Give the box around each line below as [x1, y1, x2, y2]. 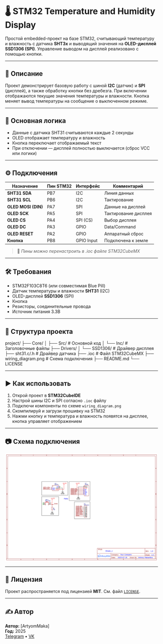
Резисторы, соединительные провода [12, 304, 91, 310]
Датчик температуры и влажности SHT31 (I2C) [12, 288, 110, 294]
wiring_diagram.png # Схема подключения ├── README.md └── [5, 356, 140, 362]
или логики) [12, 150, 37, 156]
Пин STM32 [47, 183, 72, 189]
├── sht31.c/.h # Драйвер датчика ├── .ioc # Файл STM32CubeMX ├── [5, 350, 154, 356]
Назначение [12, 183, 38, 189]
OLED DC [7, 224, 26, 230]
